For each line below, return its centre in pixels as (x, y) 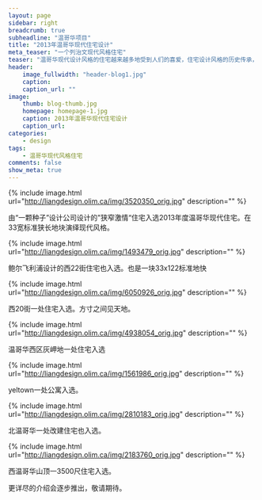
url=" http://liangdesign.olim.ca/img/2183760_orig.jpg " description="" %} (127, 455)
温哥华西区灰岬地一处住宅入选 (57, 349)
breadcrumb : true (37, 30)
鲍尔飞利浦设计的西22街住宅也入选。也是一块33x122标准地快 (108, 268)
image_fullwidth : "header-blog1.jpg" (85, 74)
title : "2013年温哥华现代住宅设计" (61, 45)
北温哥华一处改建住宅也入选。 (57, 430)
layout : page (30, 15)
